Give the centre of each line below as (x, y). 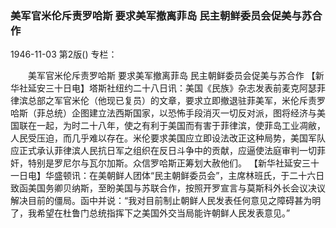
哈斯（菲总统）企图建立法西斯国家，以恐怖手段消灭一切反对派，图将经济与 (163, 113)
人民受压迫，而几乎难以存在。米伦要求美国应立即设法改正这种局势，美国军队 (168, 138)
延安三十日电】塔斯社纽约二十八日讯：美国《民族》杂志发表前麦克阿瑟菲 (176, 88)
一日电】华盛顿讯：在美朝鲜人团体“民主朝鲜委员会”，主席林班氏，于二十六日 (167, 176)
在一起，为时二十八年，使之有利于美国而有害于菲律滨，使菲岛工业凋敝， (176, 126)
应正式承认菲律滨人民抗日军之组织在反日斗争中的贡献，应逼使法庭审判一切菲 (168, 151)
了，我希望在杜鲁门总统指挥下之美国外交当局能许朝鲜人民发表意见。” (150, 213)
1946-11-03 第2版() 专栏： (64, 54)
